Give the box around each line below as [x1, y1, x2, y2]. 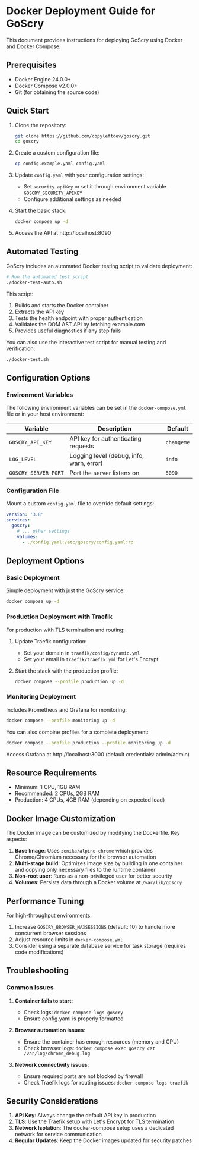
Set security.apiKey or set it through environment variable [23, 183, 167, 190]
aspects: [6, 835, 27, 843]
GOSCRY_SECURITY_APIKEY [23, 190, 83, 197]
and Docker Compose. [6, 43, 61, 50]
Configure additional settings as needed [23, 196, 121, 203]
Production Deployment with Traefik [6, 612, 113, 621]
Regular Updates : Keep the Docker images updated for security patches [14, 1137, 192, 1144]
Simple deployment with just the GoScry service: [6, 587, 126, 594]
